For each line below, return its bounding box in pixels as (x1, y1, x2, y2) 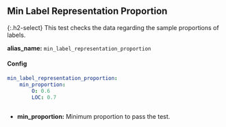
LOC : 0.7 (32, 94, 57, 101)
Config (7, 59, 27, 68)
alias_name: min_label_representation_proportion (7, 44, 151, 52)
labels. (7, 31, 26, 39)
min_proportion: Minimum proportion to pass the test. (16, 113, 171, 121)
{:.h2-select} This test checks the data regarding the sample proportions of (7, 23, 219, 31)
